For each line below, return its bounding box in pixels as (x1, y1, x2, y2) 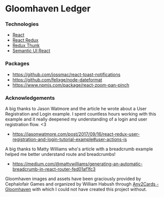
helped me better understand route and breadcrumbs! (5, 151, 116, 157)
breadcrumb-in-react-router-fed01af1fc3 (12, 166, 96, 172)
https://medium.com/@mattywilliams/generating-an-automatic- (12, 161, 143, 167)
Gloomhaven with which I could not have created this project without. (5, 187, 147, 193)
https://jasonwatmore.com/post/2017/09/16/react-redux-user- (12, 131, 140, 137)
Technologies (5, 21, 39, 28)
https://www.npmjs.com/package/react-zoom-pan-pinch (12, 82, 129, 88)
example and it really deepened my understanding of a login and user (5, 116, 148, 122)
